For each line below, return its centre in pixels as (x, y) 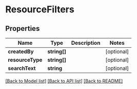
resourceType (25, 60)
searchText (22, 68)
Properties (23, 29)
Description (86, 43)
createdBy (21, 51)
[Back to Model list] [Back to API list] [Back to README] (64, 81)
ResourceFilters (40, 10)
